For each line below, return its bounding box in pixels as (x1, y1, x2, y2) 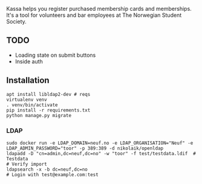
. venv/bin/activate (6, 102, 59, 108)
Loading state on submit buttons (15, 51, 96, 59)
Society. (6, 18, 27, 25)
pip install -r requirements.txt (6, 107, 91, 113)
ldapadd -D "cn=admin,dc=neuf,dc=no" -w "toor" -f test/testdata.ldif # (6, 150, 197, 156)
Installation (6, 75, 50, 86)
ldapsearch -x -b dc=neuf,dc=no (6, 166, 88, 173)
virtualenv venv (6, 97, 47, 103)
